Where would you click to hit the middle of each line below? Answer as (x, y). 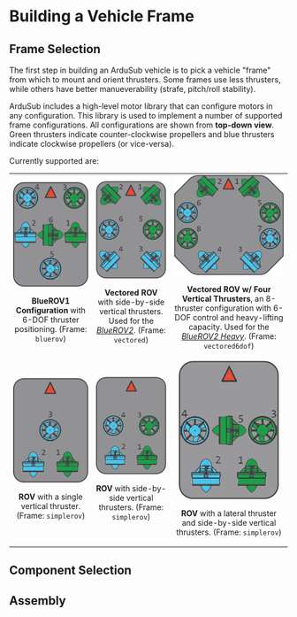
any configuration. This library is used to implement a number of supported (146, 116)
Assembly (38, 601)
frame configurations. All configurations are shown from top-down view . (142, 125)
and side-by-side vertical (229, 523)
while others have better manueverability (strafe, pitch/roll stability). (133, 89)
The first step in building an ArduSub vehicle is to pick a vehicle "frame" (140, 70)
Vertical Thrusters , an (223, 299)
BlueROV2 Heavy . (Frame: (228, 336)
